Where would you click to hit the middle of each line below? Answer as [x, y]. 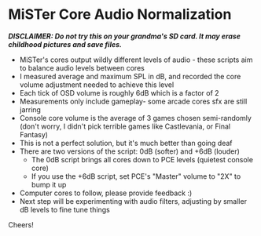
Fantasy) [34, 134]
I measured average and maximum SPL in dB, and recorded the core [130, 76]
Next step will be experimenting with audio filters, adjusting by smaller [133, 201]
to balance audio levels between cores [82, 67]
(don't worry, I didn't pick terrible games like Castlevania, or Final [125, 126]
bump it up [49, 184]
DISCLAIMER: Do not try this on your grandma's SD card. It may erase [125, 36]
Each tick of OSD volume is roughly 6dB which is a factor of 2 [119, 93]
